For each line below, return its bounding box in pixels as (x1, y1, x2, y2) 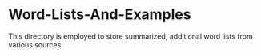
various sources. (8, 39, 64, 49)
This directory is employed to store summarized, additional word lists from (8, 32, 254, 41)
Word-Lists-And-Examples (8, 6, 191, 24)
